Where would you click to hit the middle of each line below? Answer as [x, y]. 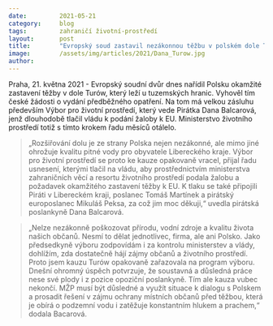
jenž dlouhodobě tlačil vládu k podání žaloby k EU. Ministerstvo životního [131, 118]
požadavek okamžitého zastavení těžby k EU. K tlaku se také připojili [143, 186]
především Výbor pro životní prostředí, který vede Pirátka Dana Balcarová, [133, 109]
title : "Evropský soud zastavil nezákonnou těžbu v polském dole [134, 46]
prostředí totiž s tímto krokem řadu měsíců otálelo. [93, 127]
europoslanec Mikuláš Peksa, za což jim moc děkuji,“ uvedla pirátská [144, 203]
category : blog [41, 24]
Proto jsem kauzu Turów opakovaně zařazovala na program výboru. [141, 262]
